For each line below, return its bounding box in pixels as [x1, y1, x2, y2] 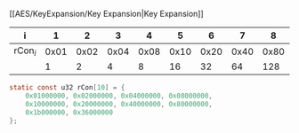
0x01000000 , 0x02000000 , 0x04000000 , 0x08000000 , [25, 91, 214, 101]
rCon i [13, 44, 37, 59]
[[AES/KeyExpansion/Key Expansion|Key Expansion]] [9, 9, 205, 19]
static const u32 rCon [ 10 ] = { [9, 83, 125, 92]
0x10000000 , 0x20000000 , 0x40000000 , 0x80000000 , [25, 99, 214, 108]
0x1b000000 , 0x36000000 [25, 107, 114, 117]
